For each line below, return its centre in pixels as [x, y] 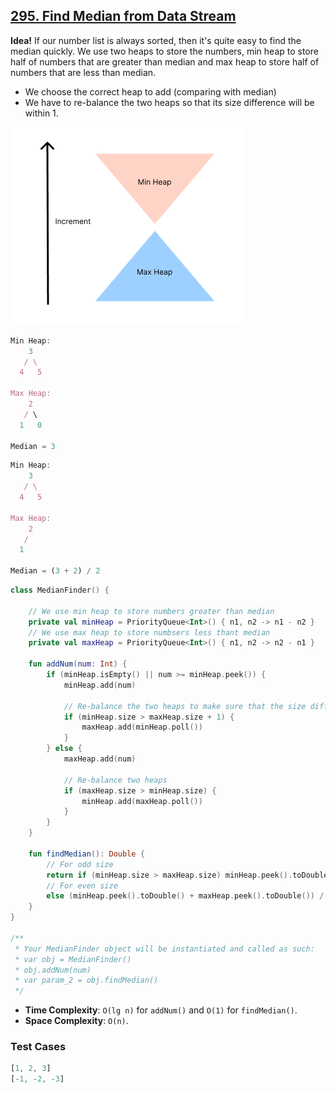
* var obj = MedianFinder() [73, 959]
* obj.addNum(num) [53, 970]
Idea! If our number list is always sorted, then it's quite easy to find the [156, 40]
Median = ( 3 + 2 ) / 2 [55, 571]
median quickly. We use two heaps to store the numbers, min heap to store [164, 51]
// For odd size [80, 864]
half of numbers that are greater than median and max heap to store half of [165, 61]
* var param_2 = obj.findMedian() [86, 980]
